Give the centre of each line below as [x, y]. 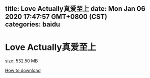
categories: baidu [33, 24]
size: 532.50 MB [22, 61]
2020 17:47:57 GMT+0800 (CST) [56, 17]
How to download [23, 71]
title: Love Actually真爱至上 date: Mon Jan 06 [75, 9]
